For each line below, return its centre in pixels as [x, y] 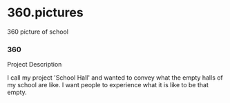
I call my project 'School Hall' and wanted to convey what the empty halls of [115, 78]
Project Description [35, 65]
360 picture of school [38, 32]
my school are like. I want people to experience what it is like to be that [108, 85]
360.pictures [46, 13]
